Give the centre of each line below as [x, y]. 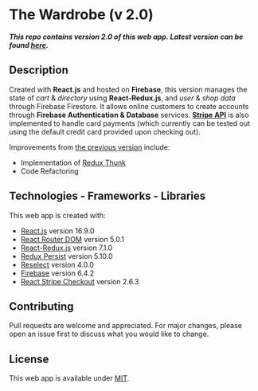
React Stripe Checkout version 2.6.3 [80, 281]
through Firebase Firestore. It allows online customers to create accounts [129, 106]
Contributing [41, 306]
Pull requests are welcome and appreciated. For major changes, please [125, 326]
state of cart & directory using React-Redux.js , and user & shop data [122, 98]
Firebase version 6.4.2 [57, 273]
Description [39, 70]
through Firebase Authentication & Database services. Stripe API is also [129, 115]
